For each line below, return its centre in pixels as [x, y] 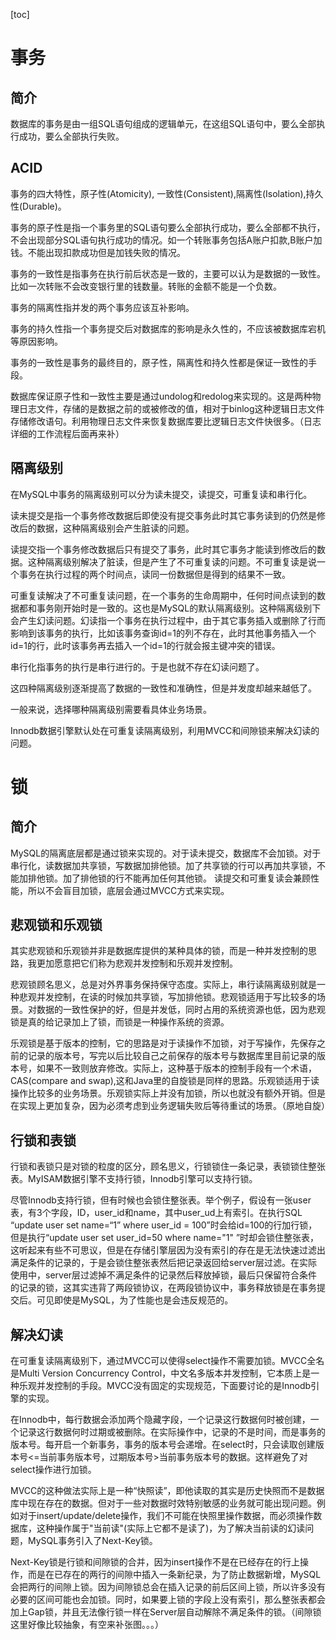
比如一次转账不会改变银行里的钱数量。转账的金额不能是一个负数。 [146, 286]
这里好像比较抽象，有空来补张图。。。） [87, 1625]
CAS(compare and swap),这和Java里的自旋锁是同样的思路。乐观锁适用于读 [165, 1081]
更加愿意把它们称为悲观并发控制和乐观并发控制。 [137, 963]
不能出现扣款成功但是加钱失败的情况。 [106, 252]
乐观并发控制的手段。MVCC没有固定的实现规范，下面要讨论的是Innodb [165, 1386]
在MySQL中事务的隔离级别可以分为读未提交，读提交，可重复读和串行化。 [161, 494]
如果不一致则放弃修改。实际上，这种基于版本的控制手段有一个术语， [176, 1068]
